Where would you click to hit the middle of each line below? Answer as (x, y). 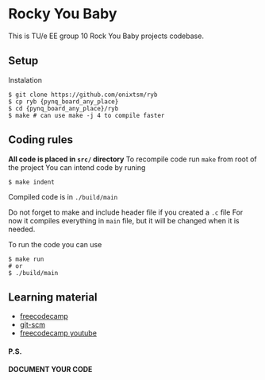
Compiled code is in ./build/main (63, 196)
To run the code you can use (55, 244)
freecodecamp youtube (58, 333)
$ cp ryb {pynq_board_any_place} (63, 101)
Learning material (53, 297)
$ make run (26, 259)
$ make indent (32, 182)
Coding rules (41, 140)
